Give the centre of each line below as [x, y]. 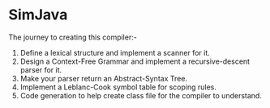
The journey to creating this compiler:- [73, 37]
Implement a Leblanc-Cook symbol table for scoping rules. [118, 87]
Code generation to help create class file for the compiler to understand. [141, 95]
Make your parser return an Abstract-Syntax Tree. [104, 78]
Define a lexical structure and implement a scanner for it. [115, 52]
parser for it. [41, 69]
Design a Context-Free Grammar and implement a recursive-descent [135, 61]
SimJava [38, 15]
